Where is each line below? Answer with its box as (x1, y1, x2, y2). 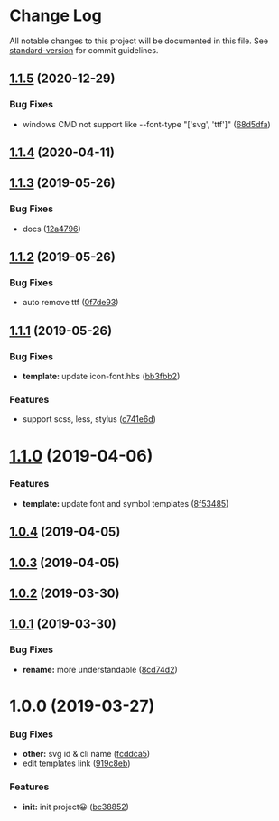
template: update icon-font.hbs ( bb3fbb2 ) (22, 371, 181, 382)
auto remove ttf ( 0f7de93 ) (22, 297, 119, 308)
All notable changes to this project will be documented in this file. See (9, 35, 269, 46)
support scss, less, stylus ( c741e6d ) (22, 414, 156, 424)
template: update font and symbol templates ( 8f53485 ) (22, 498, 229, 508)
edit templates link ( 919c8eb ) (22, 758, 131, 769)
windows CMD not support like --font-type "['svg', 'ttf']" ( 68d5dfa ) (22, 118, 271, 129)
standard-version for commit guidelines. (9, 44, 159, 55)
